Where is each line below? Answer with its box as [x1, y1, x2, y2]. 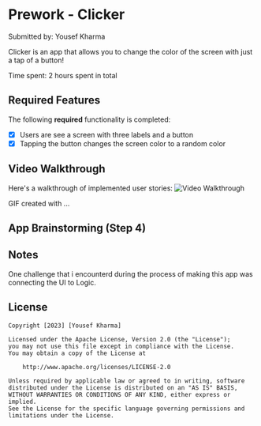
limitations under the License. [8, 411, 114, 420]
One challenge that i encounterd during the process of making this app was [8, 269, 254, 278]
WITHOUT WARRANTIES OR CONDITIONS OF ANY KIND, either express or [8, 390, 231, 398]
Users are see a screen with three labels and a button [19, 130, 194, 139]
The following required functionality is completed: [8, 115, 171, 124]
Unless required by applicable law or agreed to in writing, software [8, 377, 245, 385]
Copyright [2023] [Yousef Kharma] [8, 322, 122, 330]
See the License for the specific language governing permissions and [8, 405, 245, 413]
